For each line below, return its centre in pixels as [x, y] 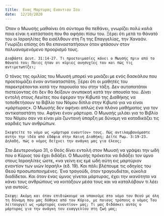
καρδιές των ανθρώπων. [30, 123]
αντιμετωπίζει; [21, 67]
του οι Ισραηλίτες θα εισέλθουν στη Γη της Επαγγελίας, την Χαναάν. [76, 39]
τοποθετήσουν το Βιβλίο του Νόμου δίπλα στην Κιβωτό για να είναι [74, 102]
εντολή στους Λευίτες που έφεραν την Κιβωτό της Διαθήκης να [70, 97]
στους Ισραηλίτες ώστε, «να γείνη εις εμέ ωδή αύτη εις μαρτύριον [73, 160]
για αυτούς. [17, 187]
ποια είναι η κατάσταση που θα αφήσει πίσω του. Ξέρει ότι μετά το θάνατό [82, 34]
